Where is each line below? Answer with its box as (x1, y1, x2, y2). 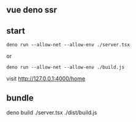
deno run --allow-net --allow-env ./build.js (6, 64, 124, 71)
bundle (6, 93, 34, 103)
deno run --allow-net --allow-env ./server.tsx (6, 42, 130, 48)
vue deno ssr (6, 5, 57, 15)
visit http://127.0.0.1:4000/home (6, 75, 86, 82)
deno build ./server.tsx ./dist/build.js (6, 109, 97, 117)
